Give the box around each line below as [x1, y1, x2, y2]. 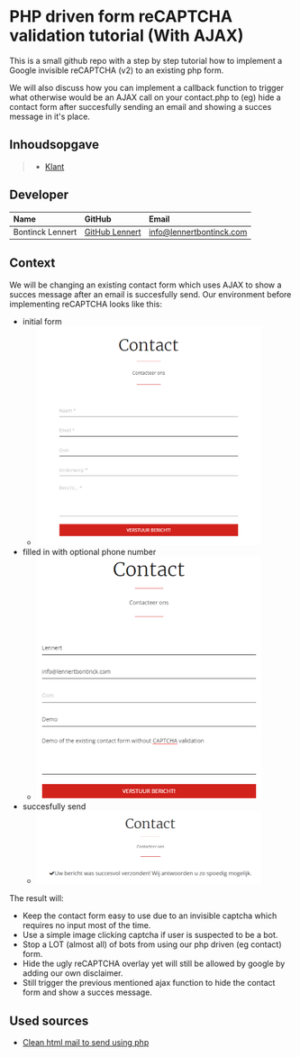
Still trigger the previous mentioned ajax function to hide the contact [22, 978, 276, 989]
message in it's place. [9, 111, 90, 122]
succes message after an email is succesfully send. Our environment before [9, 288, 292, 299]
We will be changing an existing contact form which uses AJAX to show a [9, 279, 282, 290]
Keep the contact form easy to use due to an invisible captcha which [22, 910, 277, 921]
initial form [22, 315, 62, 326]
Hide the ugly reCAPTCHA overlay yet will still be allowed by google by [22, 958, 286, 970]
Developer [9, 187, 69, 203]
